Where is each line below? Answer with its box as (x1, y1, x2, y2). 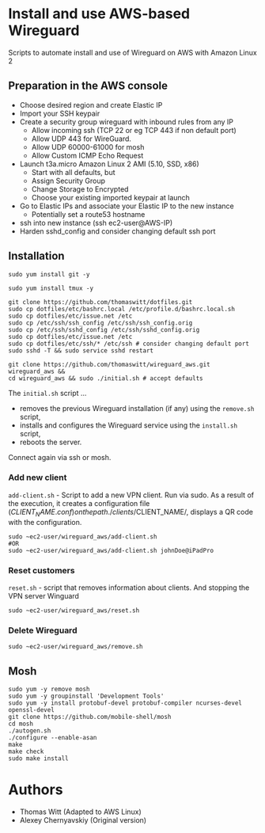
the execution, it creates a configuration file (8, 498, 150, 508)
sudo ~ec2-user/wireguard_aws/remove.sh (8, 643, 144, 651)
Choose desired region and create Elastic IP (19, 100, 163, 109)
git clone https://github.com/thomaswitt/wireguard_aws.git (8, 360, 211, 368)
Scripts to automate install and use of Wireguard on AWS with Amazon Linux (8, 48, 257, 57)
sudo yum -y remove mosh (8, 686, 90, 694)
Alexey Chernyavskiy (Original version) (19, 816, 147, 824)
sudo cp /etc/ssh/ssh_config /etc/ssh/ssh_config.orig (8, 318, 193, 327)
